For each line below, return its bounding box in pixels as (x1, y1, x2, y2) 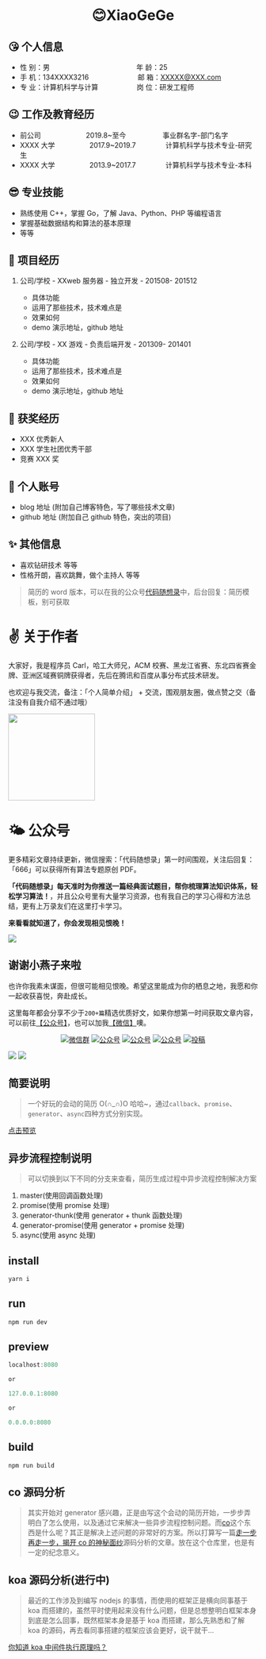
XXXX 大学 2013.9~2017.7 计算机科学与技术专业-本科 (19, 160, 253, 169)
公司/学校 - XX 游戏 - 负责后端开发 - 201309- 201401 (19, 340, 192, 349)
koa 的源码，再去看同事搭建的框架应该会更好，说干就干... (27, 1626, 215, 1635)
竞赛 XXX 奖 (19, 454, 59, 464)
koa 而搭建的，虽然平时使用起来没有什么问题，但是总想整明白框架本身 (27, 1606, 257, 1615)
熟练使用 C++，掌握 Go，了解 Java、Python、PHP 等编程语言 (19, 208, 222, 218)
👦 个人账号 (8, 480, 59, 493)
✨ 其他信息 (8, 538, 62, 551)
